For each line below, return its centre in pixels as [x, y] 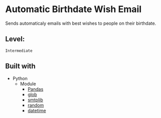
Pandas [36, 89]
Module [28, 84]
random [36, 105]
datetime [37, 110]
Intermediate [19, 51]
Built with [20, 66]
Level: [15, 39]
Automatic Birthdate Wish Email [73, 9]
